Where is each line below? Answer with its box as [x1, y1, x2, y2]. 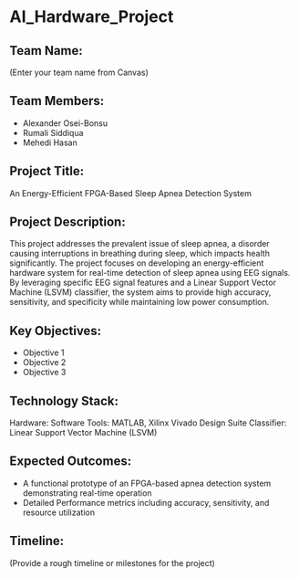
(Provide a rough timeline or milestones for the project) [9, 557, 216, 568]
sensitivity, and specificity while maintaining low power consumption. [9, 297, 270, 308]
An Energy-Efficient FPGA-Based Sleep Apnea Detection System [9, 187, 253, 198]
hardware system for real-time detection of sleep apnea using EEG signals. [9, 268, 291, 278]
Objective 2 [22, 357, 67, 368]
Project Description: [9, 215, 126, 230]
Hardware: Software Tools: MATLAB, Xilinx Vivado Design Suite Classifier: [9, 417, 287, 428]
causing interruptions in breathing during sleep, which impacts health [9, 248, 271, 259]
